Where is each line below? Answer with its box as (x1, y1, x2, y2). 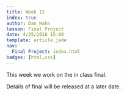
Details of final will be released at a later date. (6, 83, 121, 90)
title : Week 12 (6, 9, 45, 15)
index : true (6, 15, 37, 21)
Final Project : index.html (12, 49, 81, 55)
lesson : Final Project (6, 26, 64, 32)
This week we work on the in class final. (6, 71, 107, 78)
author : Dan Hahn (6, 20, 51, 26)
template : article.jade (6, 37, 67, 43)
